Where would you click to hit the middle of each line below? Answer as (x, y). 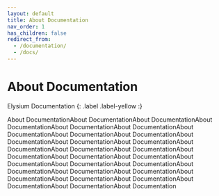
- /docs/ (26, 53)
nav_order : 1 (26, 26)
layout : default (31, 14)
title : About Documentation (48, 20)
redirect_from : (29, 40)
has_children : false (37, 33)
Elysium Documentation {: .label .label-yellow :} (75, 106)
